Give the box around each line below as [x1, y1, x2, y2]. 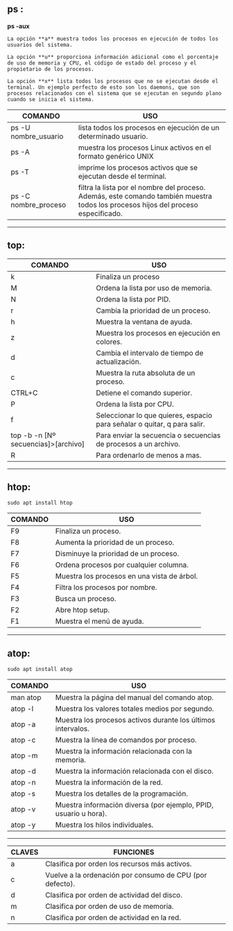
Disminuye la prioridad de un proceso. [55, 549, 180, 559]
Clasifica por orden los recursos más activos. [44, 859, 192, 869]
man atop [10, 693, 42, 702]
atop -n [10, 778, 36, 788]
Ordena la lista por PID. [96, 294, 171, 304]
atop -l [10, 704, 33, 714]
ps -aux [7, 21, 30, 30]
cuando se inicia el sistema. [7, 96, 95, 103]
